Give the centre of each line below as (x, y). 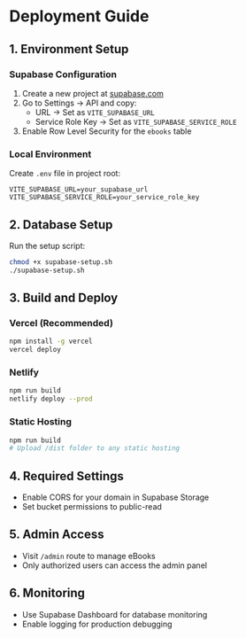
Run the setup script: (47, 245)
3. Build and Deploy (64, 298)
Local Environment (50, 154)
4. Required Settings (66, 476)
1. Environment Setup (69, 49)
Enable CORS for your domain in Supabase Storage (115, 497)
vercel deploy (35, 350)
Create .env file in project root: (65, 174)
